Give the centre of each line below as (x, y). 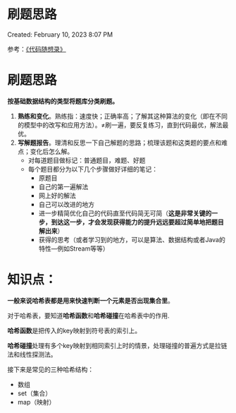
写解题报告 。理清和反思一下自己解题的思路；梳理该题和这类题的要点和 (119, 143)
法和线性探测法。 (32, 354)
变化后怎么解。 (52, 151)
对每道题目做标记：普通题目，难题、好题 (87, 160)
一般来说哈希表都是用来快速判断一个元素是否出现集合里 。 (91, 300)
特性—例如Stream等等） (74, 249)
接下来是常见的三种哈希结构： (50, 369)
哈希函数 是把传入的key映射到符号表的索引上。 (74, 330)
